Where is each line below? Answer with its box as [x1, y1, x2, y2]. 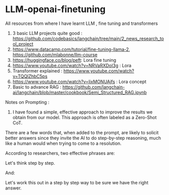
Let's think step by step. [5, 160, 55, 166]
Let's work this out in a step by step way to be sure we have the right [5, 179, 149, 185]
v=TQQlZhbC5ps [12, 73, 48, 79]
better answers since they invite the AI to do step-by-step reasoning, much [5, 135, 161, 141]
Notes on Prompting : [5, 99, 49, 105]
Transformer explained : [12, 67, 63, 74]
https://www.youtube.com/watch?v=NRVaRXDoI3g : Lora [12, 62, 132, 68]
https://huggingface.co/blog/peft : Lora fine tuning [12, 57, 117, 63]
